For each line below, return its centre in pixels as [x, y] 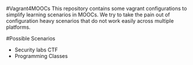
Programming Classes [41, 56]
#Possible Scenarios [31, 38]
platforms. [18, 27]
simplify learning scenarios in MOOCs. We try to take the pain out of [88, 15]
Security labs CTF [36, 50]
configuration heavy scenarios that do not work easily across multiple [90, 21]
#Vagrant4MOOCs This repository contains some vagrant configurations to [96, 8]
